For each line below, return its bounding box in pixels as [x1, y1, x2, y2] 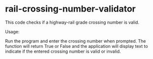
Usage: [5, 29, 20, 34]
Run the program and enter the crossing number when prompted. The [5, 38, 146, 44]
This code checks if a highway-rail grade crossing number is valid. [5, 19, 140, 25]
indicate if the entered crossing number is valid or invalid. [5, 48, 121, 54]
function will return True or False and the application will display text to [5, 43, 148, 49]
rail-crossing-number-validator [5, 3, 136, 15]
